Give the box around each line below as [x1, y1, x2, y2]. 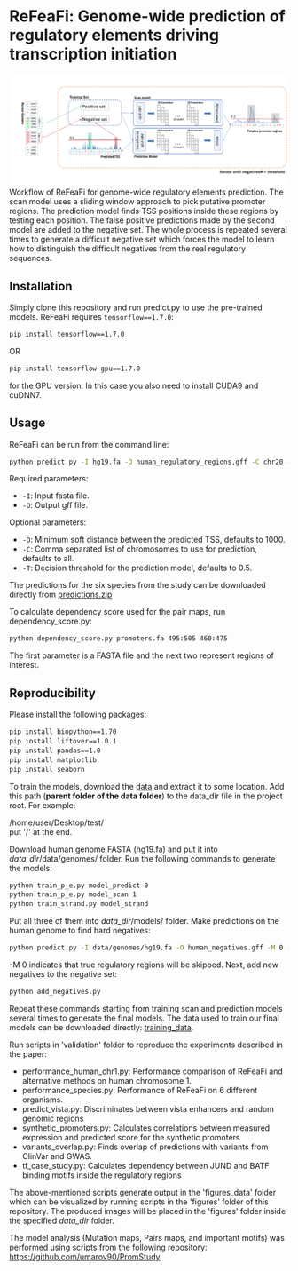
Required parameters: [9, 473, 89, 484]
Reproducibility [9, 686, 96, 701]
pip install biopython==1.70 [9, 727, 117, 736]
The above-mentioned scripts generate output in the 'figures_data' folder [9, 1187, 277, 1197]
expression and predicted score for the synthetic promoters [21, 1132, 240, 1142]
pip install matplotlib [9, 755, 98, 765]
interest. [9, 660, 40, 671]
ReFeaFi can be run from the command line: [9, 439, 169, 449]
